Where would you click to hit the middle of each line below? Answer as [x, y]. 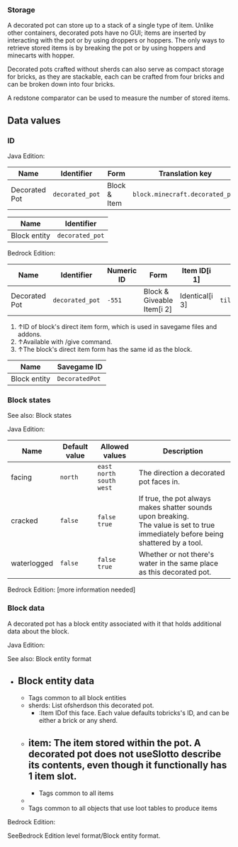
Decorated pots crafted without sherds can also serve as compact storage [116, 70]
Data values [34, 120]
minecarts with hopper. [41, 55]
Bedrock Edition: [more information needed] [72, 589]
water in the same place [178, 563]
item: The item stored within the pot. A [114, 743]
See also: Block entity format [50, 658]
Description [183, 451]
